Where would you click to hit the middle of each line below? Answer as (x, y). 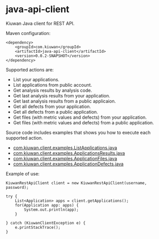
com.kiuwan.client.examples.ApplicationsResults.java (69, 153)
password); (17, 187)
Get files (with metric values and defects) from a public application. (84, 122)
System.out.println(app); (52, 210)
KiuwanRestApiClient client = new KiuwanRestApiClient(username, (76, 183)
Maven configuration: (28, 33)
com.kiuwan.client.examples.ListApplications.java (65, 148)
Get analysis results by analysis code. (53, 90)
